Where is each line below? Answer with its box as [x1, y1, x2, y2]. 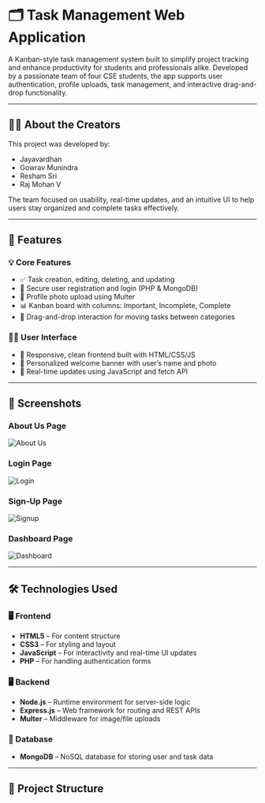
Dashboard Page [8, 533, 73, 544]
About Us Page [8, 421, 67, 432]
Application [8, 28, 86, 46]
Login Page [8, 458, 53, 469]
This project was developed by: [8, 139, 110, 148]
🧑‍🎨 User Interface [8, 332, 77, 343]
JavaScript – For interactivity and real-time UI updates [19, 648, 197, 657]
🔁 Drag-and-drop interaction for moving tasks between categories [19, 312, 235, 322]
